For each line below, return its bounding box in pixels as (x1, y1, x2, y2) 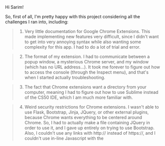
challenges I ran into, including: (5, 19, 69, 25)
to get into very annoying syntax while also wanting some (24, 39, 141, 45)
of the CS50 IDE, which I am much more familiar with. (24, 94, 133, 100)
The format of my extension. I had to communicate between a (24, 54, 150, 59)
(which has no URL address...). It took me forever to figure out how (24, 64, 160, 70)
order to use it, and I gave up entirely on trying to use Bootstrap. (24, 125, 155, 131)
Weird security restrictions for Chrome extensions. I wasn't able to (24, 104, 159, 110)
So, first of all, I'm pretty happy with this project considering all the (5, 14, 140, 19)
